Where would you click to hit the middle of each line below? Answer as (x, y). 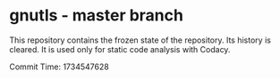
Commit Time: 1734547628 (59, 67)
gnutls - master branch (96, 16)
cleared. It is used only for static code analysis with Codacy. (120, 49)
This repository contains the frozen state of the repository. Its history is (140, 40)
